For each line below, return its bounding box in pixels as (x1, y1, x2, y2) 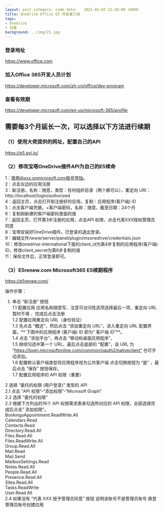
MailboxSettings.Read (5, 459, 49, 465)
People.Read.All (5, 469, 37, 475)
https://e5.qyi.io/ (5, 150, 39, 156)
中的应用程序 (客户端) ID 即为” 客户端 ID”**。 (35, 329, 125, 335)
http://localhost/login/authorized (5, 192, 70, 198)
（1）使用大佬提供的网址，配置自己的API (5, 139, 101, 145)
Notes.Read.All (5, 464, 35, 470)
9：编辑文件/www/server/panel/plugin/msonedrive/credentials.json (5, 235, 141, 241)
